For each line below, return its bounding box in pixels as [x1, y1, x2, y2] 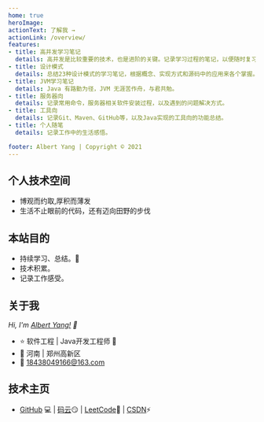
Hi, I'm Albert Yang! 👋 [8, 320, 78, 329]
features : [8, 41, 41, 49]
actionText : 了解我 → [8, 26, 75, 34]
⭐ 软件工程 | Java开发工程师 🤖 [19, 336, 117, 346]
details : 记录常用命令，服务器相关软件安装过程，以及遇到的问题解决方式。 [15, 99, 229, 107]
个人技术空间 [8, 174, 71, 187]
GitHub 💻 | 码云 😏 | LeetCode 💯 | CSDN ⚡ [19, 405, 152, 414]
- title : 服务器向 [8, 92, 64, 100]
